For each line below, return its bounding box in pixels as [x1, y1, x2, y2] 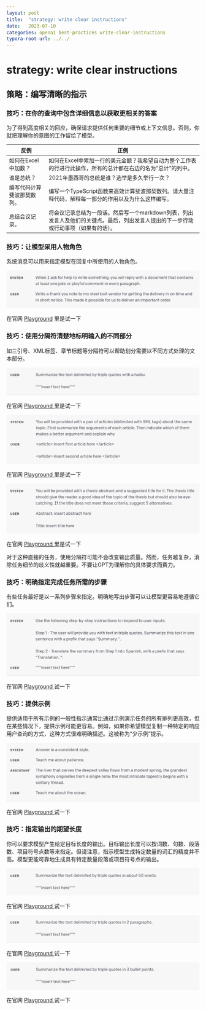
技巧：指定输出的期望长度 [6, 825, 82, 834]
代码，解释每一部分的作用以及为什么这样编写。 [54, 195, 173, 203]
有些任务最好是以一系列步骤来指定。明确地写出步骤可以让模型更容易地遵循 [6, 593, 194, 600]
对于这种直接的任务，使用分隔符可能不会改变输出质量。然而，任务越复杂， [6, 553, 194, 560]
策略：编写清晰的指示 [6, 89, 87, 100]
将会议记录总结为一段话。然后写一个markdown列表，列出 [48, 209, 194, 216]
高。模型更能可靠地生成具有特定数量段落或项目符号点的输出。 [6, 855, 162, 863]
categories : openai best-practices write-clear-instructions [6, 29, 166, 36]
